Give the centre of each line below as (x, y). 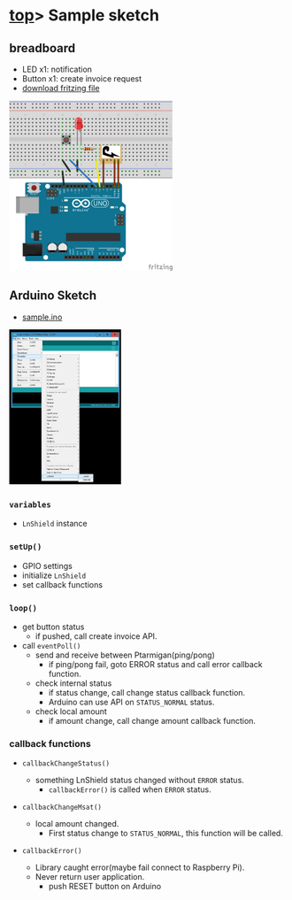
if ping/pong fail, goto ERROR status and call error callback (155, 664)
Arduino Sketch (53, 296)
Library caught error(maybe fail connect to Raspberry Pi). (140, 867)
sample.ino (42, 317)
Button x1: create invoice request (82, 79)
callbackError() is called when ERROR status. (130, 789)
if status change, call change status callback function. (147, 692)
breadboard (42, 48)
